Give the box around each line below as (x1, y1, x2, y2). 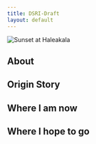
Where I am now (7, 102, 77, 114)
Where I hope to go (7, 125, 90, 138)
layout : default (7, 17, 53, 23)
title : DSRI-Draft (7, 10, 60, 17)
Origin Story (7, 79, 60, 90)
